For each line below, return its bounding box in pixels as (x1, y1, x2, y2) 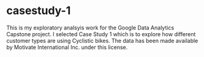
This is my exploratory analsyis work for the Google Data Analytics (6, 24, 175, 31)
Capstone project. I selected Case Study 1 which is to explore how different (6, 30, 196, 37)
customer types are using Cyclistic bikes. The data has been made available (6, 37, 198, 44)
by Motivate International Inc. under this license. (6, 44, 128, 51)
